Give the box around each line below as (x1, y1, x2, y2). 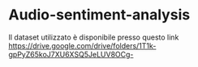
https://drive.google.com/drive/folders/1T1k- (8, 40, 157, 50)
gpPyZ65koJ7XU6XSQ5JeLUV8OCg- (8, 49, 134, 59)
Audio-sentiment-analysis (8, 6, 191, 24)
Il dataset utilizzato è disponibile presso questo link (8, 32, 179, 42)
